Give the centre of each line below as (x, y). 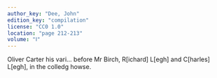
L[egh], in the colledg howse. (49, 67)
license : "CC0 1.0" (36, 26)
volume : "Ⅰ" (24, 40)
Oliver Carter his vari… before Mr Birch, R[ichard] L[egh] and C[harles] (108, 59)
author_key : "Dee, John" (43, 14)
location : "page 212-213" (45, 33)
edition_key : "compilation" (48, 20)
